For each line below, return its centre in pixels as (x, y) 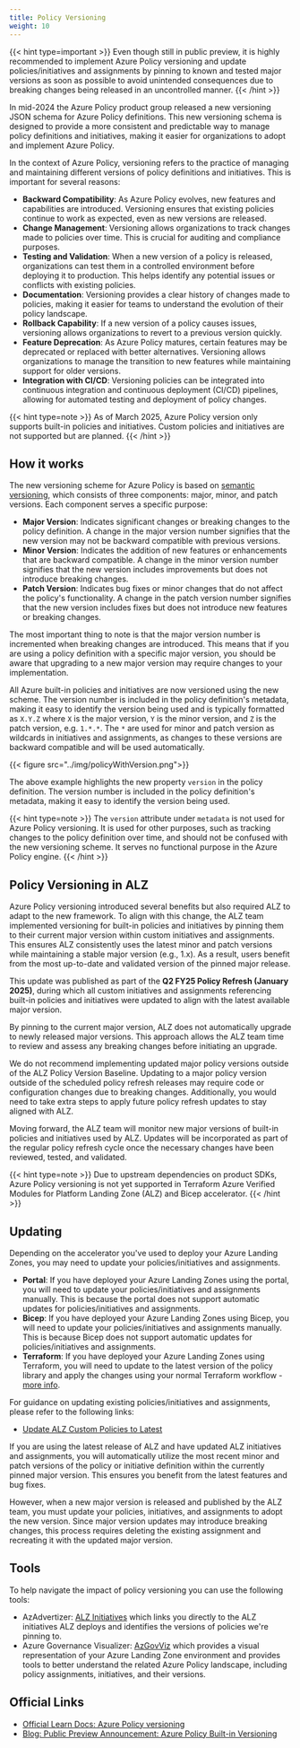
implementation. (39, 673)
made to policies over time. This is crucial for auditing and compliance (151, 237)
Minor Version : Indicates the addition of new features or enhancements (154, 551)
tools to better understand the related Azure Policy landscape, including (155, 1665)
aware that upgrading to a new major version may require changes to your (146, 663)
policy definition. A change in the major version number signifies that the (156, 531)
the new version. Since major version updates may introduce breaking (138, 1521)
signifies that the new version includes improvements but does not (145, 570)
